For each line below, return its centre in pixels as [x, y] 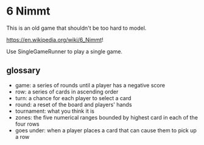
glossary [23, 71]
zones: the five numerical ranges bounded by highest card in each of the [106, 117]
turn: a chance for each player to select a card [73, 98]
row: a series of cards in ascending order [67, 92]
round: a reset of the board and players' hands [73, 104]
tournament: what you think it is [55, 111]
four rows [27, 124]
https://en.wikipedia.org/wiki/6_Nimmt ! [55, 39]
